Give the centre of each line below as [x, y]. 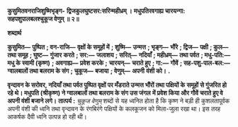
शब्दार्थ [15, 33]
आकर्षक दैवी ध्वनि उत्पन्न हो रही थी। [47, 117]
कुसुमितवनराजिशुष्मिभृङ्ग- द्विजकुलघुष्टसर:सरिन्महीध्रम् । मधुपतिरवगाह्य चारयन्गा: [96, 11]
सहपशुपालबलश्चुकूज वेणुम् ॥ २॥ [43, 19]
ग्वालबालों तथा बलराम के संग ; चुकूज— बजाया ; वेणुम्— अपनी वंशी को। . [89, 71]
